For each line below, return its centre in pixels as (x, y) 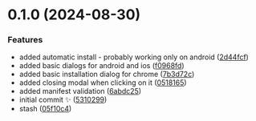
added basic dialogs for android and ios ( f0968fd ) (102, 66)
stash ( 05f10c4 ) (45, 109)
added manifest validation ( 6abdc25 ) (80, 91)
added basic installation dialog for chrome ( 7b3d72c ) (107, 75)
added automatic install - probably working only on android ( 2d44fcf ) (134, 57)
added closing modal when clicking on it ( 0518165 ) (103, 83)
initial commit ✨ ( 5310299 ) (63, 100)
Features (25, 40)
